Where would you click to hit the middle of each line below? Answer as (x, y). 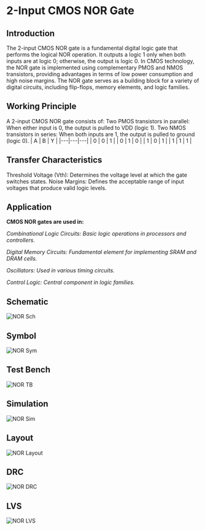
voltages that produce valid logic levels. (56, 188)
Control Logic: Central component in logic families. (71, 282)
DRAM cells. (22, 259)
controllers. (21, 240)
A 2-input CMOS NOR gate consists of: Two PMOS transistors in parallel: (98, 121)
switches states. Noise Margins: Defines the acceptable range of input (95, 181)
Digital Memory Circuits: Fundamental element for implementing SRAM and (102, 252)
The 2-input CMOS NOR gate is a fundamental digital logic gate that (92, 48)
